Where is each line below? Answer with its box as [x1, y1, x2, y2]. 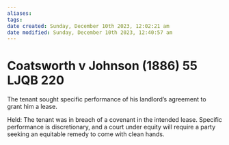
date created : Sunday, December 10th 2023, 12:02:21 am [7, 22, 170, 29]
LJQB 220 [7, 73, 65, 88]
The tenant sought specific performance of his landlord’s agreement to [7, 95, 206, 103]
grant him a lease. [7, 103, 58, 111]
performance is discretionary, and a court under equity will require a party [7, 123, 216, 131]
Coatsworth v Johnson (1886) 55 [7, 59, 198, 74]
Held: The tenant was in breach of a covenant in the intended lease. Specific [7, 116, 222, 124]
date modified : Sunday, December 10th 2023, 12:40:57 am [7, 29, 173, 36]
